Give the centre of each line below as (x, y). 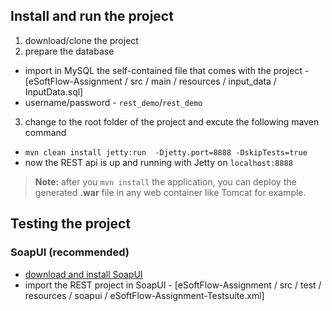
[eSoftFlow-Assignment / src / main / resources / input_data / (150, 81)
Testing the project (71, 224)
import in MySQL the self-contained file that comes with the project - (167, 70)
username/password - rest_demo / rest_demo (113, 102)
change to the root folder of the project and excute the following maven (172, 121)
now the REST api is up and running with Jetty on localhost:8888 (158, 162)
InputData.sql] (54, 91)
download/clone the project (81, 40)
